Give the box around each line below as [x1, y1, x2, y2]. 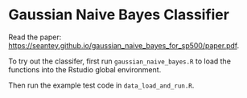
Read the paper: [8, 32, 62, 42]
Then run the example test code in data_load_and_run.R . [8, 80, 195, 90]
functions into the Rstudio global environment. [8, 64, 162, 74]
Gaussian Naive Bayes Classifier [8, 6, 229, 24]
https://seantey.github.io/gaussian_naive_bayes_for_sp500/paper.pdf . [8, 40, 240, 50]
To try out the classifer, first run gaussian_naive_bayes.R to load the [8, 56, 232, 66]
